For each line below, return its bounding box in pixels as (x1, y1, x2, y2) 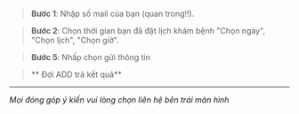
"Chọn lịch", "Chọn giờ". (30, 35, 119, 45)
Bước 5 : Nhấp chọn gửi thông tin (30, 52, 151, 62)
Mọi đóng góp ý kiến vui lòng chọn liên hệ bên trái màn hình (9, 95, 230, 105)
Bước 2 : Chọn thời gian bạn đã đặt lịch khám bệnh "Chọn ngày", (30, 26, 265, 35)
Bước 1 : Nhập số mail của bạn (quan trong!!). (30, 9, 195, 19)
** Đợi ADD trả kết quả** (30, 69, 122, 80)
